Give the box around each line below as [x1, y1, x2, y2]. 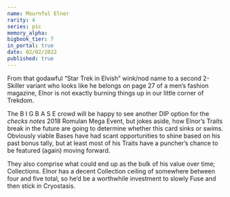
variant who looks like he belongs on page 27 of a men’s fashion [26, 81, 209, 90]
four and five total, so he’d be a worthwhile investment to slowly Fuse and [7, 174, 216, 182]
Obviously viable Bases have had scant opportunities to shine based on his [7, 131, 221, 140]
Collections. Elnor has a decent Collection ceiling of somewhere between [7, 167, 215, 175]
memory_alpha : [7, 29, 48, 37]
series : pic [7, 23, 41, 30]
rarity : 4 [7, 17, 36, 24]
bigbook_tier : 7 [7, 36, 54, 43]
